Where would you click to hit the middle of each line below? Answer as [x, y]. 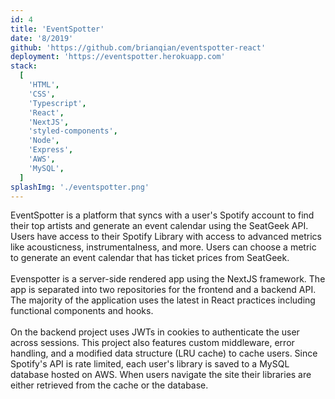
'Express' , [51, 150]
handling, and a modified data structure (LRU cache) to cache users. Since [164, 353]
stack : [24, 66]
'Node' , [44, 141]
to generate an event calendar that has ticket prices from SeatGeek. [150, 258]
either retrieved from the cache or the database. [109, 385]
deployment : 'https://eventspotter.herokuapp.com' [118, 57]
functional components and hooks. [82, 311]
